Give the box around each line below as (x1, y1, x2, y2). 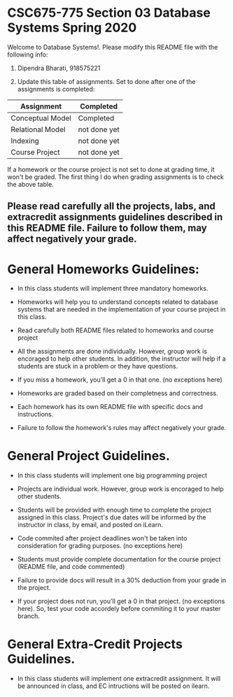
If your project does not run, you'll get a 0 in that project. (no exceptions (17, 597, 225, 605)
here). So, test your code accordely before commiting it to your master (17, 605, 221, 613)
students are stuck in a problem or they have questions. (17, 362, 178, 371)
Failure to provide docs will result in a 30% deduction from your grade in (17, 576, 227, 584)
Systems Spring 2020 (7, 20, 137, 36)
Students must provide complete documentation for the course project (17, 555, 221, 563)
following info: (7, 50, 48, 59)
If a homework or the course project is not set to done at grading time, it (7, 165, 215, 173)
